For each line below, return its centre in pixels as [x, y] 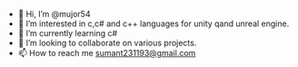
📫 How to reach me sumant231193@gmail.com [107, 53]
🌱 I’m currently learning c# [68, 33]
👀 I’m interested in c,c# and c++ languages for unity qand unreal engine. [154, 24]
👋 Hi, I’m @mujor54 [54, 14]
